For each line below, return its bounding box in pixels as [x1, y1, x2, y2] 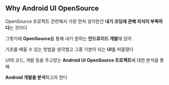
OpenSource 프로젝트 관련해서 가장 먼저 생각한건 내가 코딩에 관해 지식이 [5, 18, 150, 24]
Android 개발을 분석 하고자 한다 [5, 74, 67, 80]
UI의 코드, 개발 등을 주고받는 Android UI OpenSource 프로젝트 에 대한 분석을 [5, 57, 159, 63]
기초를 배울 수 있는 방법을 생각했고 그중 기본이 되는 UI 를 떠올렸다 [5, 46, 134, 52]
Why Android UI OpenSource [5, 4, 99, 13]
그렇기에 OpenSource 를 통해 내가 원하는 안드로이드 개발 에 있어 [5, 35, 132, 41]
